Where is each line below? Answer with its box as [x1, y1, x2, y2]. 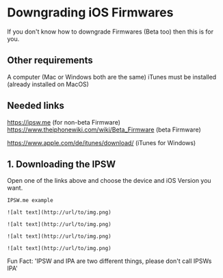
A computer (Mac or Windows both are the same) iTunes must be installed [7, 73, 217, 81]
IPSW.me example [7, 197, 53, 204]
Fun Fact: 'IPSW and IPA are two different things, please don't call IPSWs [7, 257, 212, 265]
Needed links [7, 100, 65, 112]
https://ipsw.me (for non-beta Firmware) [7, 118, 121, 126]
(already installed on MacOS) [7, 80, 89, 88]
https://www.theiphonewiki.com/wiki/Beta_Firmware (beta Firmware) [7, 125, 202, 134]
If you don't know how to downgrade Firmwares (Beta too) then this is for [7, 27, 214, 36]
